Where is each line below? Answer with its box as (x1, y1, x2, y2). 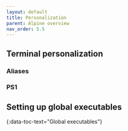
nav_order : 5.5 (6, 26, 45, 32)
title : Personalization (6, 15, 67, 21)
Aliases (6, 66, 29, 75)
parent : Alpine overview (6, 20, 69, 26)
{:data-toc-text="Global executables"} (6, 118, 102, 126)
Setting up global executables (6, 102, 122, 112)
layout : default (6, 9, 48, 15)
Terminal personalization (6, 48, 104, 58)
